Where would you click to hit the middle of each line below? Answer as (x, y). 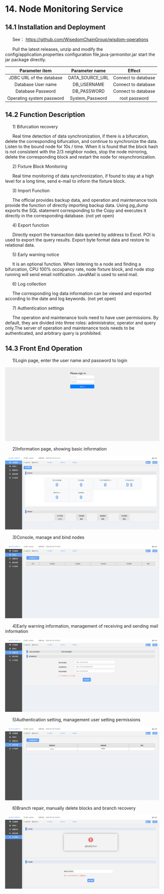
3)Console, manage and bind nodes (48, 538)
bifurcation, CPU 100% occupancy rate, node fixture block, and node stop (80, 269)
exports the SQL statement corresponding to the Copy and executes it (76, 210)
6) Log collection (29, 284)
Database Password (36, 91)
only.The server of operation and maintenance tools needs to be (70, 328)
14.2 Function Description (45, 115)
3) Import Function (31, 190)
